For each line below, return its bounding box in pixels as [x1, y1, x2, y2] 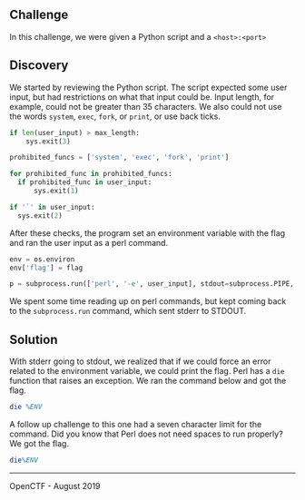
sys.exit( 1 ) [33, 186, 79, 195]
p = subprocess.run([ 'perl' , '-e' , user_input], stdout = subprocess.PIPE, [9, 279, 295, 289]
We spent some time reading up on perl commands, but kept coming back [9, 296, 287, 307]
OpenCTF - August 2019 [9, 480, 102, 491]
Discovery [9, 58, 69, 74]
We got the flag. [9, 437, 70, 448]
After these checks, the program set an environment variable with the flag [9, 227, 286, 239]
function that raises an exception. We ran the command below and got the [9, 376, 287, 387]
